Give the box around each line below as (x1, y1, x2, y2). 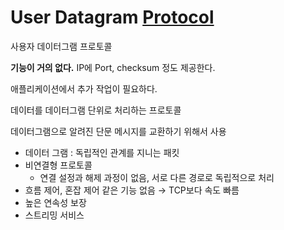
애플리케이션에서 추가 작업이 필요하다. (10, 82, 158, 95)
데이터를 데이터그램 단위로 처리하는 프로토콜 (10, 104, 182, 116)
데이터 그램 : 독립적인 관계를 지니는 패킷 (24, 146, 180, 158)
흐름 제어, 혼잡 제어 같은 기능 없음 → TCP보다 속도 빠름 (24, 184, 240, 196)
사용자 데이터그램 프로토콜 (10, 40, 113, 52)
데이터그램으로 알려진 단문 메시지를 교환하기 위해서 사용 (10, 125, 227, 137)
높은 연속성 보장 (24, 196, 87, 208)
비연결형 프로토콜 (24, 159, 93, 171)
